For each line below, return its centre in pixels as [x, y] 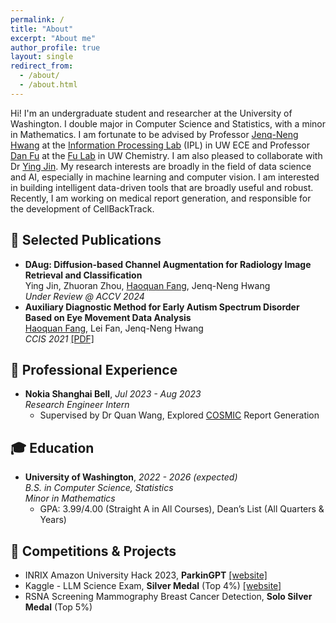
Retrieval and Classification [83, 275]
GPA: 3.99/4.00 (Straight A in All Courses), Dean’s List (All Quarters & [182, 509]
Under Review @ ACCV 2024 [84, 296]
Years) [53, 520]
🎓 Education [52, 447]
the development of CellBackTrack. [82, 208]
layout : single [42, 57]
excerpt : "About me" [53, 38]
